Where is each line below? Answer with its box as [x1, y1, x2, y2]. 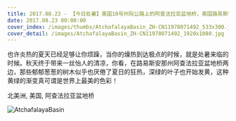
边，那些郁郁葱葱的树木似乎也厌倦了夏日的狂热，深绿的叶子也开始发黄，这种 [7, 68, 229, 76]
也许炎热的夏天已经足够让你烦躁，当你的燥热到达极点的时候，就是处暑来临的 [7, 50, 229, 58]
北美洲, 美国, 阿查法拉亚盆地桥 [7, 91, 95, 100]
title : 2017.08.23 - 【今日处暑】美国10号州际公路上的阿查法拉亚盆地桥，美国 [7, 10, 213, 18]
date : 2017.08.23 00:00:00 [7, 17, 86, 24]
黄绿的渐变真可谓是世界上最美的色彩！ [7, 77, 118, 85]
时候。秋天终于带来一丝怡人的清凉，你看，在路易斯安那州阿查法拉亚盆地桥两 [7, 59, 229, 68]
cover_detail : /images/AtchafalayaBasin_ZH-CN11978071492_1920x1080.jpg [7, 30, 225, 37]
